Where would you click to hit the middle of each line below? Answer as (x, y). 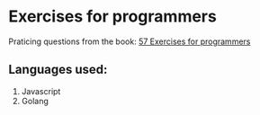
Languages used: (58, 70)
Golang (35, 101)
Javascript (41, 91)
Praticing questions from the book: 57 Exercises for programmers (130, 41)
